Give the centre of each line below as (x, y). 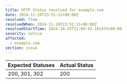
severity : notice (24, 34)
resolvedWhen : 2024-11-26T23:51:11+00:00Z (51, 24)
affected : (16, 39)
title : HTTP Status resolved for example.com (54, 10)
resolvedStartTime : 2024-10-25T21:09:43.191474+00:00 (64, 29)
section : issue (21, 48)
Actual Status (76, 65)
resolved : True (21, 19)
